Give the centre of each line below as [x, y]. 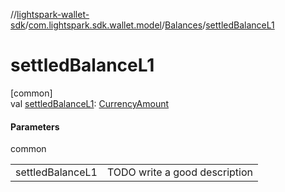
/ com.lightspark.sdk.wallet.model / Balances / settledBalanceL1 [149, 25]
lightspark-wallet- [53, 14]
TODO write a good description [180, 172]
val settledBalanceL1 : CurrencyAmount [90, 103]
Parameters [35, 126]
